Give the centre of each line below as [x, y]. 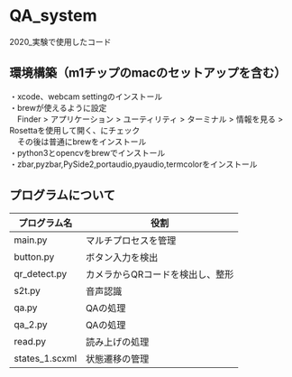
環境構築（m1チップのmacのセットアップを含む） [148, 73]
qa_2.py [31, 324]
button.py [34, 256]
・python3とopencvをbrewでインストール [87, 152]
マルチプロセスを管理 [131, 240]
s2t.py [27, 290]
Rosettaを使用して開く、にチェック [75, 130]
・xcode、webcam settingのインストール [86, 97]
